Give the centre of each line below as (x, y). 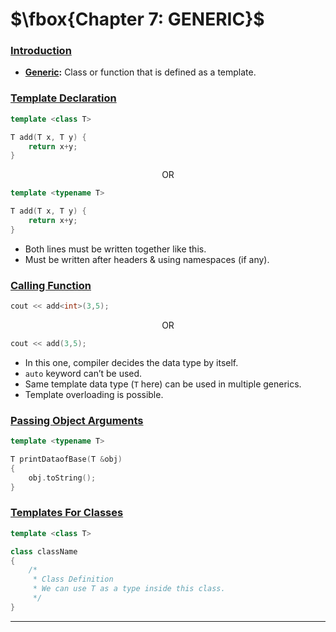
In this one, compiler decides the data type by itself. (131, 362)
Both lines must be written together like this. (115, 249)
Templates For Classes (67, 513)
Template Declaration (63, 98)
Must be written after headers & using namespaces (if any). (147, 259)
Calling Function (51, 285)
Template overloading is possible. (94, 394)
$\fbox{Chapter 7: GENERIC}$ (137, 19)
